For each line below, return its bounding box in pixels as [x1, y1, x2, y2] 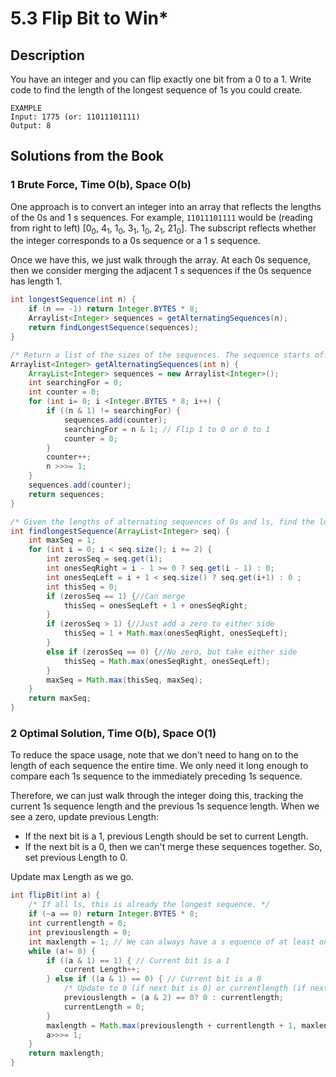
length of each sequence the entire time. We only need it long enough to [10, 760, 309, 772]
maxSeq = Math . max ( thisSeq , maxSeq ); [46, 675, 203, 685]
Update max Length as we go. [10, 871, 134, 883]
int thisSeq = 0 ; [46, 582, 118, 592]
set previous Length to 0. [24, 852, 128, 864]
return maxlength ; [28, 1048, 105, 1059]
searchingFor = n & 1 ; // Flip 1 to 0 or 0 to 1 [63, 424, 271, 434]
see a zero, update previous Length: [10, 811, 159, 823]
